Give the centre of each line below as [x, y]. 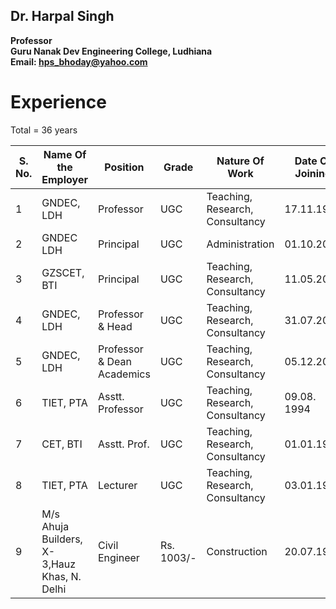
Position [124, 167]
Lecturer [117, 485]
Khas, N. [61, 576]
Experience [58, 102]
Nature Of [240, 161]
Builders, [62, 539]
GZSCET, [63, 272]
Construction [237, 551]
